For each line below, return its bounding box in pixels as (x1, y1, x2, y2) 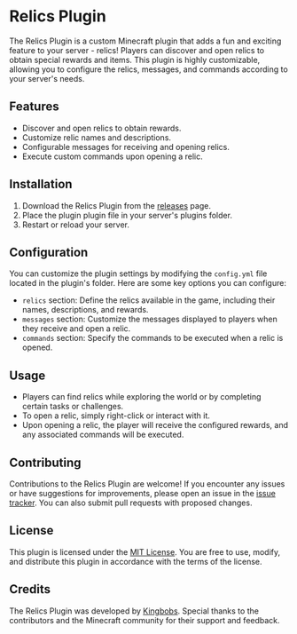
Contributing (9, 455, 82, 470)
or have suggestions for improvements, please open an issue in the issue (9, 488, 277, 498)
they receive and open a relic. (21, 323, 131, 334)
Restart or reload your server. (21, 219, 130, 230)
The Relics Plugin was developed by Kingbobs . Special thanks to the (9, 606, 260, 616)
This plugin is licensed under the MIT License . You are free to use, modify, (9, 546, 281, 557)
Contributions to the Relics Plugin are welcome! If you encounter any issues (9, 479, 285, 489)
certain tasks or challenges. (21, 401, 124, 412)
